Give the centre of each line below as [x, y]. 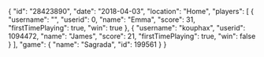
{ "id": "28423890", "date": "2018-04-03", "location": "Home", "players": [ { [131, 11]
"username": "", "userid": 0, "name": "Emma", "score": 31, [102, 20]
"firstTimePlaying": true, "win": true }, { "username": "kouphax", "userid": [127, 28]
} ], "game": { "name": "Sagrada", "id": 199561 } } [87, 45]
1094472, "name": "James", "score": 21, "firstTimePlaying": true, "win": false [132, 36]
